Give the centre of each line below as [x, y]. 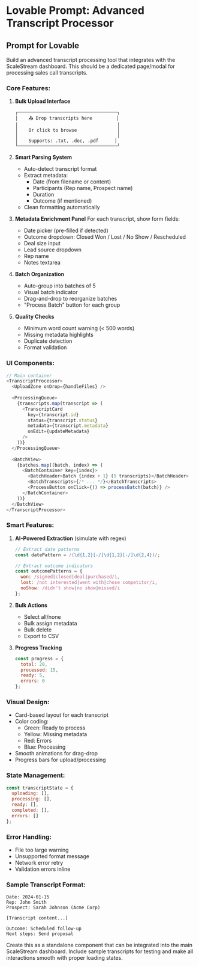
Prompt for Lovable [43, 45]
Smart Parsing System [43, 158]
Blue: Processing [45, 747]
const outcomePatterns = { [49, 571]
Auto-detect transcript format [60, 169]
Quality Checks [34, 317]
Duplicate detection [48, 341]
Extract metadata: [46, 176]
